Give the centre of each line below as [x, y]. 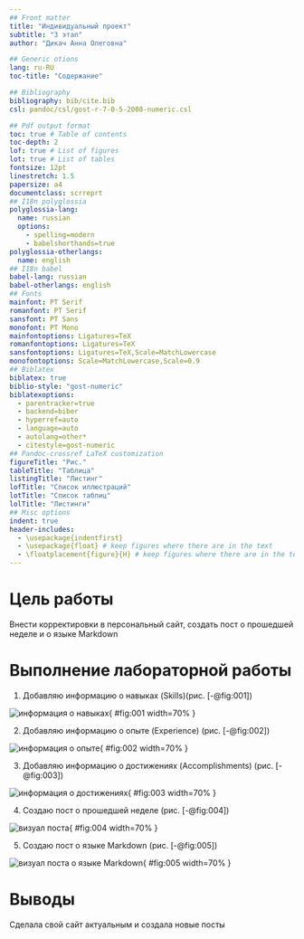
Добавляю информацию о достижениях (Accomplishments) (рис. [148, 765]
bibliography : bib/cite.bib [62, 100]
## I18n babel [36, 269]
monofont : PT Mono [44, 327]
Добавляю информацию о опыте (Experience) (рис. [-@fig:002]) [146, 730]
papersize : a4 [36, 185]
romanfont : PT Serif [48, 310]
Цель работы [62, 599]
